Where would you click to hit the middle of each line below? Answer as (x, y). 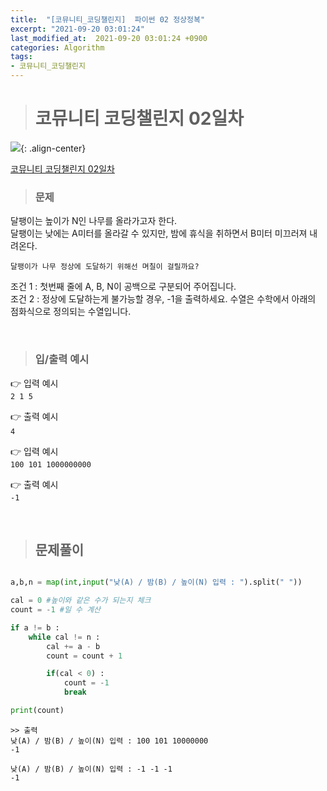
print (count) (37, 711)
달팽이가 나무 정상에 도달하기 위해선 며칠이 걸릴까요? (105, 267)
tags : (21, 57)
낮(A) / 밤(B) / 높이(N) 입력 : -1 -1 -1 (91, 769)
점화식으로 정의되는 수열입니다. (71, 312)
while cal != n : (64, 637)
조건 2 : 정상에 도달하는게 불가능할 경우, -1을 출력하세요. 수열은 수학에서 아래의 (163, 299)
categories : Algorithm (57, 47)
